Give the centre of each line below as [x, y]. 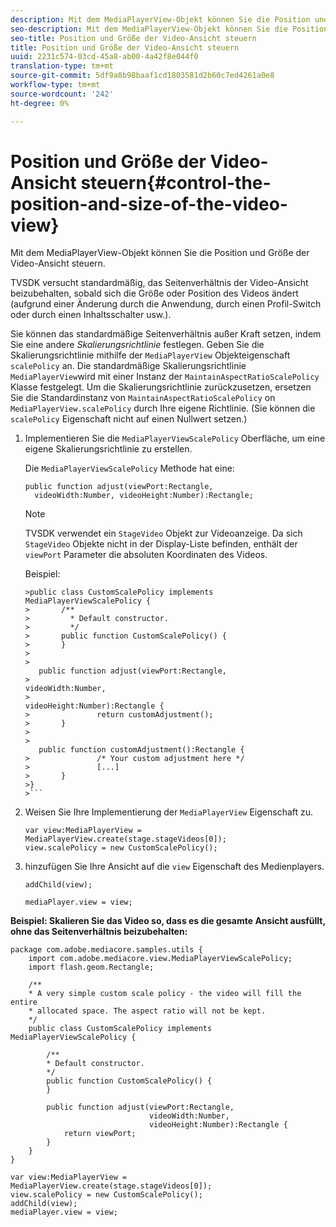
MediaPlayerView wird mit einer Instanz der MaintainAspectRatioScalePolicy [165, 377]
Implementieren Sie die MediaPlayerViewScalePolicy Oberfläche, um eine [175, 438]
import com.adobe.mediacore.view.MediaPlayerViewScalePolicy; [160, 959]
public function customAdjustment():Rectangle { [141, 750]
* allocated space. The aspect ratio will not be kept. [147, 1011]
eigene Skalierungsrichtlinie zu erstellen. [108, 449]
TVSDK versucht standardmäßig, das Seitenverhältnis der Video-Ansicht [159, 283]
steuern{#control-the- [176, 182]
